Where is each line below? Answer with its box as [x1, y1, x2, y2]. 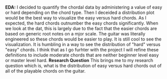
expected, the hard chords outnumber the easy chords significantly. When [5, 20, 158, 26]
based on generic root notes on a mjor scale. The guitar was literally [5, 31, 145, 36]
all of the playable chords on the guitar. [5, 68, 86, 74]
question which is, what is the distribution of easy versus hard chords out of [5, 62, 161, 68]
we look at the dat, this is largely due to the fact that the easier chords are [5, 25, 157, 31]
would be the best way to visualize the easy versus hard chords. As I [5, 15, 146, 20]
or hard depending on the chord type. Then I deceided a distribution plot [5, 9, 154, 15]
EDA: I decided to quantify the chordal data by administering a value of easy [5, 4, 162, 10]
